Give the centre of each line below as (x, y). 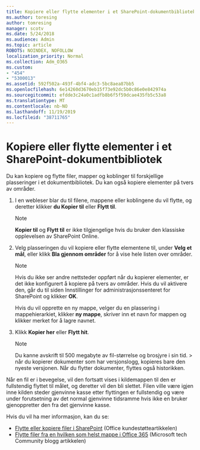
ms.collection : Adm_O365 (37, 62)
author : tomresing (29, 23)
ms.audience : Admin (30, 39)
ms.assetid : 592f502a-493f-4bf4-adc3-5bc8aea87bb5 (70, 84)
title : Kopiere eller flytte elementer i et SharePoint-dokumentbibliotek (101, 12)
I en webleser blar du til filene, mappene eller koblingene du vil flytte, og (103, 200)
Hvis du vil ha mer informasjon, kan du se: (58, 417)
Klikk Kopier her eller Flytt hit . (52, 332)
